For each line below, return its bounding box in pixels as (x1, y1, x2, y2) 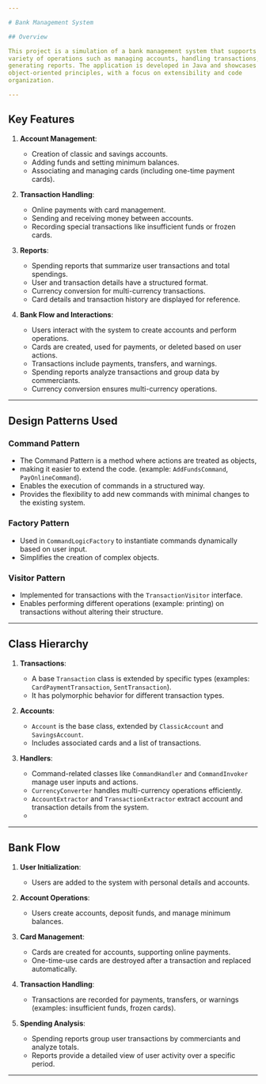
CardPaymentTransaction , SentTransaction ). (31, 682, 172, 692)
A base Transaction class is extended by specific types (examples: (31, 673, 250, 683)
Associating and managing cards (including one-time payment (31, 165, 235, 175)
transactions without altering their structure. (19, 607, 164, 616)
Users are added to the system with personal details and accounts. (31, 877, 250, 887)
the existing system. (19, 498, 85, 507)
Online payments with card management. (31, 205, 166, 214)
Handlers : (19, 753, 53, 763)
